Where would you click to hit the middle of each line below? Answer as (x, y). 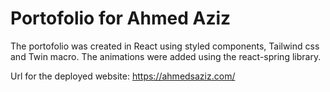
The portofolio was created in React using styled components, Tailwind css (165, 46)
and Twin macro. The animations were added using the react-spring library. (166, 56)
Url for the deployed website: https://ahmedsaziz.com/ (123, 76)
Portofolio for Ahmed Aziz (121, 18)
